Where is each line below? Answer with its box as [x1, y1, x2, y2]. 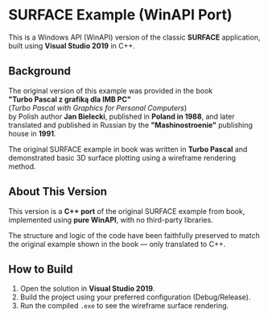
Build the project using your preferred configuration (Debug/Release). [19, 292, 251, 302]
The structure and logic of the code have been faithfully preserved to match [8, 230, 260, 240]
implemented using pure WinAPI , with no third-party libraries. [8, 215, 213, 224]
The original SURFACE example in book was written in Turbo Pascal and [8, 144, 248, 154]
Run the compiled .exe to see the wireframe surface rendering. [19, 301, 229, 311]
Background [8, 65, 71, 78]
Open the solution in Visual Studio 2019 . [19, 284, 155, 294]
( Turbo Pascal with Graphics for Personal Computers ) [8, 103, 188, 112]
